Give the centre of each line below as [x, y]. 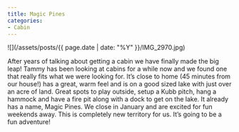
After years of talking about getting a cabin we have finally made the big [113, 61]
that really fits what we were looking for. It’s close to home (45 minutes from [119, 76]
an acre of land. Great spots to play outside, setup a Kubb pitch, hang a [112, 92]
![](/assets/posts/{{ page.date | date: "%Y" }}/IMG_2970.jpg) [96, 48]
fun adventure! [29, 122]
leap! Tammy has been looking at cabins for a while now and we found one [117, 69]
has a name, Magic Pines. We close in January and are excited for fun [110, 107]
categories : [25, 21]
